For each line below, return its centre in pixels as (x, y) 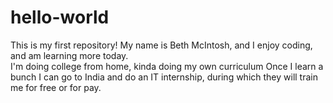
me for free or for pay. (56, 87)
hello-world (60, 17)
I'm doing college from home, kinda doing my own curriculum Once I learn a (167, 66)
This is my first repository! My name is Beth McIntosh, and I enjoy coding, (161, 45)
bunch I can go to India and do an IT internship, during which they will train (164, 77)
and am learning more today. (69, 55)
